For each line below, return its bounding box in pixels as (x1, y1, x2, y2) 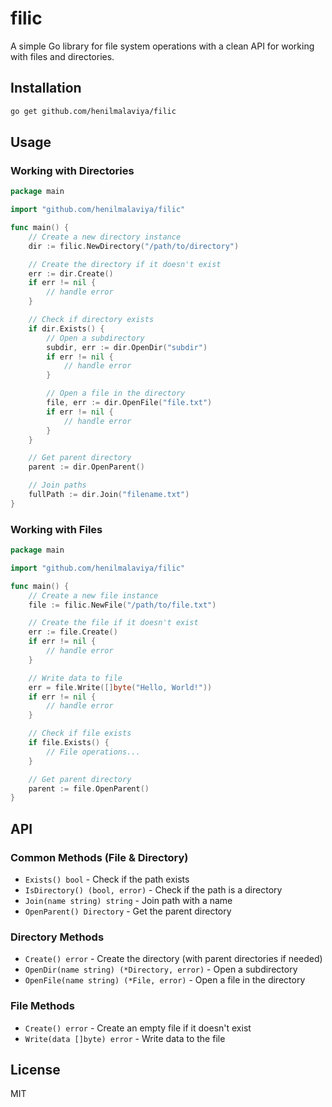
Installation (10, 80, 82, 97)
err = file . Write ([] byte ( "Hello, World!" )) (28, 682, 213, 692)
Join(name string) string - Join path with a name (24, 895, 233, 907)
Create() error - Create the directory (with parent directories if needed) (24, 953, 323, 965)
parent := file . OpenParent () (28, 783, 150, 794)
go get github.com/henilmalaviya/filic (10, 106, 177, 116)
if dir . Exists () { (28, 323, 105, 334)
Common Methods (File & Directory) (10, 850, 189, 864)
